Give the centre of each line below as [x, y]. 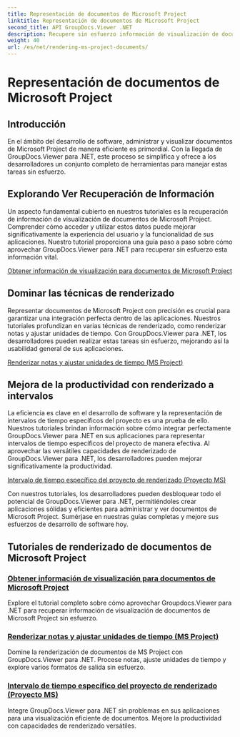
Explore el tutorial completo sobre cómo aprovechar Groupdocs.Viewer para [120, 603]
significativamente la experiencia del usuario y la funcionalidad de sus [111, 234]
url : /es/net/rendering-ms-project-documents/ [78, 47]
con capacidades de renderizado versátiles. [72, 726]
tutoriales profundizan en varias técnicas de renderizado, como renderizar [117, 325]
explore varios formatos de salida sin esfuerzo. [76, 667]
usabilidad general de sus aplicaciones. [65, 348]
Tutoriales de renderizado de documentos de [110, 546]
